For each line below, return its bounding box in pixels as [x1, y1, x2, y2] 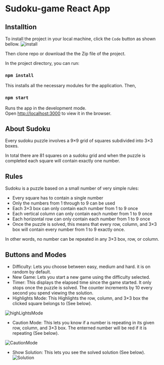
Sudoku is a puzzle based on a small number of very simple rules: [5, 185, 139, 191]
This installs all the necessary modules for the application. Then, [5, 83, 136, 89]
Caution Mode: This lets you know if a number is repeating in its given [12, 320, 155, 326]
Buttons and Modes [5, 251, 67, 259]
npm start [5, 95, 29, 101]
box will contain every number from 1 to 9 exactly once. [12, 226, 125, 233]
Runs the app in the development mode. [5, 105, 86, 111]
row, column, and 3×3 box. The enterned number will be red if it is [12, 325, 147, 331]
